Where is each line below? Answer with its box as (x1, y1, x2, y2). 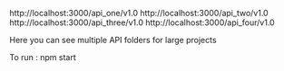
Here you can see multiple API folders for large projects (9, 35, 217, 45)
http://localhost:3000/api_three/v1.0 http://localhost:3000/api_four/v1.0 (9, 17, 275, 28)
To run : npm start (9, 52, 77, 62)
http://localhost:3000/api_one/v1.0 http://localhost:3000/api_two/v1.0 (9, 8, 269, 18)
